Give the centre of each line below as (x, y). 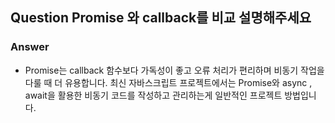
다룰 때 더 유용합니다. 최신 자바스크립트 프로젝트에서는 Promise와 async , (168, 82)
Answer (30, 47)
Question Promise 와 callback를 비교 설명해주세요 (161, 18)
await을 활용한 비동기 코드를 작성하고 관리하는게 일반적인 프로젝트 (153, 95)
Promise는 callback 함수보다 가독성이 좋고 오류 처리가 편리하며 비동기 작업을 (174, 70)
